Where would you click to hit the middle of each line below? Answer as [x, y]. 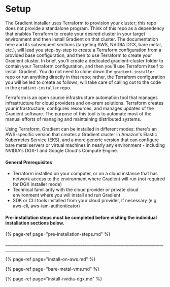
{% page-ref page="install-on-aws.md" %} [50, 259]
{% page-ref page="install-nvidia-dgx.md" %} [54, 279]
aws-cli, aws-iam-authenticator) [46, 206]
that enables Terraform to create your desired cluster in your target [75, 34]
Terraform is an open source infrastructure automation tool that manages [82, 98]
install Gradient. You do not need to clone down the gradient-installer [80, 71]
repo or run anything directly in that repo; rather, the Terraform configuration [85, 77]
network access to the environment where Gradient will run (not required [89, 179]
